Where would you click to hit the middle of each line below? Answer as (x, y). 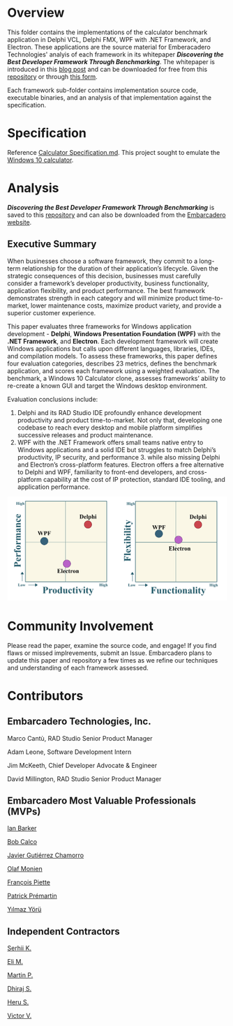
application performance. (54, 487)
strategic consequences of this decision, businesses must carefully (104, 276)
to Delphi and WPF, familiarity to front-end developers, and (102, 471)
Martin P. (20, 975)
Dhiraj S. (20, 989)
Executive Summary (52, 244)
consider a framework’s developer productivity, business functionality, (108, 283)
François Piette (29, 882)
